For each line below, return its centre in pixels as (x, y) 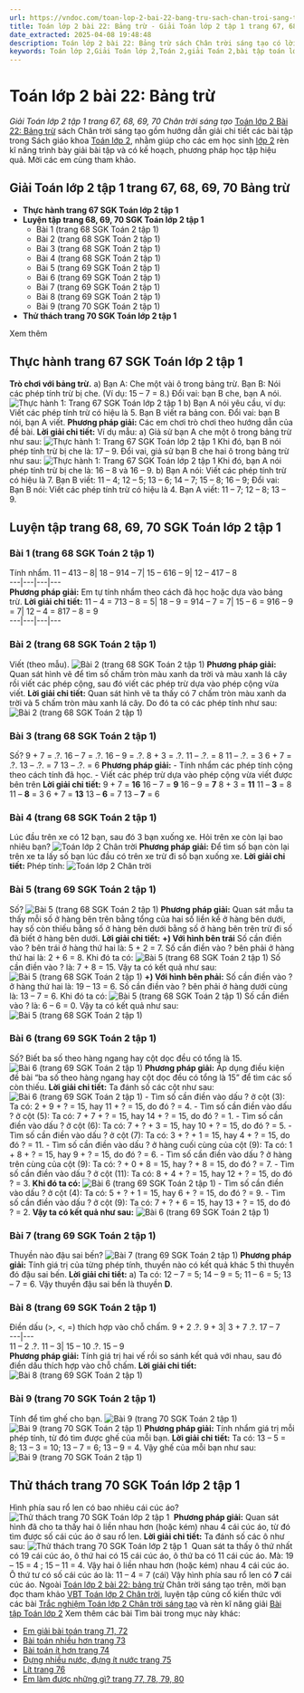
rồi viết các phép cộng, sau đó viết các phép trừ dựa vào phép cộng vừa (144, 684)
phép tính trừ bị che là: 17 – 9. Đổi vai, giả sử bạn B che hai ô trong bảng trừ (149, 451)
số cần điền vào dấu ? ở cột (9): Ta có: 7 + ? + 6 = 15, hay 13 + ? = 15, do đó (150, 1202)
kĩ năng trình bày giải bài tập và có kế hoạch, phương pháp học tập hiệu (143, 150)
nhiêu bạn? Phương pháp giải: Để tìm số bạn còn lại (149, 846)
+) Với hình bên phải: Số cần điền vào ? (218, 976)
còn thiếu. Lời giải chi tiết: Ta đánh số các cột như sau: (112, 1086)
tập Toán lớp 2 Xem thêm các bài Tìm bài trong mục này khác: (125, 1613)
